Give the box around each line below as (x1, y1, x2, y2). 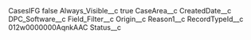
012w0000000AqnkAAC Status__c (8, 23, 122, 32)
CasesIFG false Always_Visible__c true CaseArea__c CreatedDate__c (8, 6, 232, 15)
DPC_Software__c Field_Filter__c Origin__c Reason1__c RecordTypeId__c (8, 14, 244, 24)
